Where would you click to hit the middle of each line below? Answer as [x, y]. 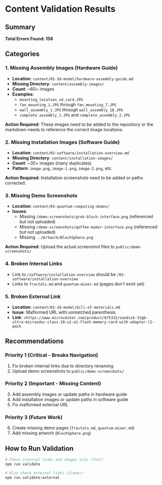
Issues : [20, 211]
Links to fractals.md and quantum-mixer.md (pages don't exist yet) [78, 283]
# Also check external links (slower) [44, 473]
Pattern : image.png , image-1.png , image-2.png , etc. [62, 168]
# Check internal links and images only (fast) [54, 460]
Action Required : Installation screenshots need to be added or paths [74, 178]
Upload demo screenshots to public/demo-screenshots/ [68, 371]
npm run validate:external [32, 477]
